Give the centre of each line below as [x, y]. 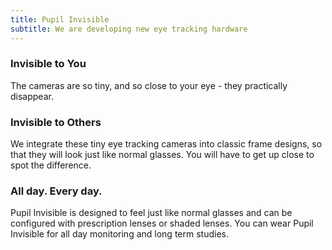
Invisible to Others [56, 122]
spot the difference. [51, 165]
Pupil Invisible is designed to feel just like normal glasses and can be [151, 213]
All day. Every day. [56, 191]
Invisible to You [48, 64]
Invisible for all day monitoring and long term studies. [119, 234]
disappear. [32, 96]
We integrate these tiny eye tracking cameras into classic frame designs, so [166, 144]
